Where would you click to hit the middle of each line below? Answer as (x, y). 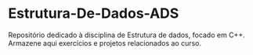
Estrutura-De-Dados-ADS (94, 14)
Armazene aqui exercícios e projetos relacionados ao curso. (105, 43)
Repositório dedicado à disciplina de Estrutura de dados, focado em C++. (127, 35)
